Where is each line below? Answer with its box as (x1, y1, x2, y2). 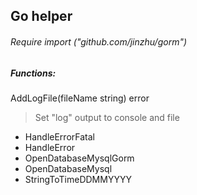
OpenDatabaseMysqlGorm (24, 152, 135, 164)
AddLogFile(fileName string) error (10, 92, 150, 104)
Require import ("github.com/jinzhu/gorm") (10, 35, 188, 48)
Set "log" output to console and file (34, 111, 180, 123)
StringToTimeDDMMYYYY (24, 173, 132, 185)
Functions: (10, 67, 57, 79)
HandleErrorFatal (24, 130, 95, 143)
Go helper (10, 8, 73, 25)
